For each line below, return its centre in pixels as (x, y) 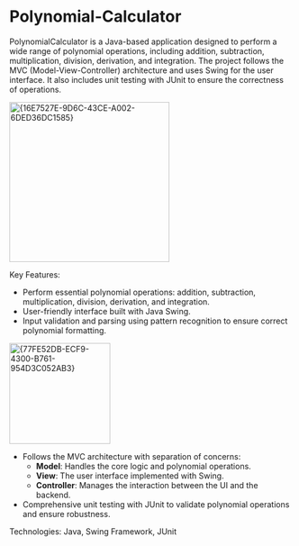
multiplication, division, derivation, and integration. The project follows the (147, 60)
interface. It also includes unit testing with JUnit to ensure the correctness (146, 79)
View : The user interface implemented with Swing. (130, 476)
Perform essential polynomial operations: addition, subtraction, (139, 292)
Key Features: (35, 274)
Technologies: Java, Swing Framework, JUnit (93, 531)
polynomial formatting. (64, 330)
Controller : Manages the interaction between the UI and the (147, 485)
